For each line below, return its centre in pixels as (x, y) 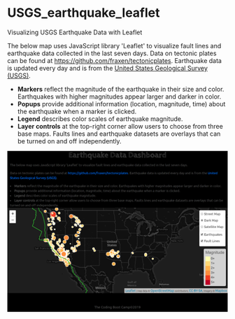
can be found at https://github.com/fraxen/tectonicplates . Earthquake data (115, 60)
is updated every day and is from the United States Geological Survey (108, 68)
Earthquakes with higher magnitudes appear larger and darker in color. (119, 97)
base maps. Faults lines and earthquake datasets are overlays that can (119, 134)
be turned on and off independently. (69, 141)
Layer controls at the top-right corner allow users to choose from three (120, 126)
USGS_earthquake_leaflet (84, 13)
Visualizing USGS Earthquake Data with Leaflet (75, 32)
